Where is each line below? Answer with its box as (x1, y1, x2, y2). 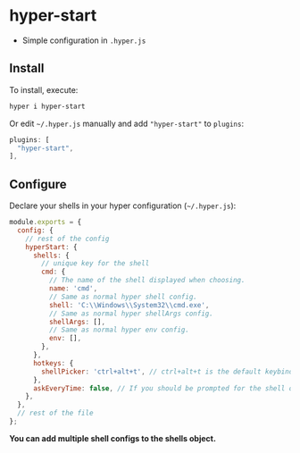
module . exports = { (9, 218, 82, 227)
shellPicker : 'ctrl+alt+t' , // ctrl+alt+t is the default (41, 367, 262, 376)
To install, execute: (9, 84, 79, 95)
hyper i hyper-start (9, 102, 87, 111)
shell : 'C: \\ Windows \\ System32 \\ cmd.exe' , (48, 300, 210, 309)
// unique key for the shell (41, 259, 150, 268)
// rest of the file (17, 408, 94, 418)
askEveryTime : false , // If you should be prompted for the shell (32, 383, 286, 393)
